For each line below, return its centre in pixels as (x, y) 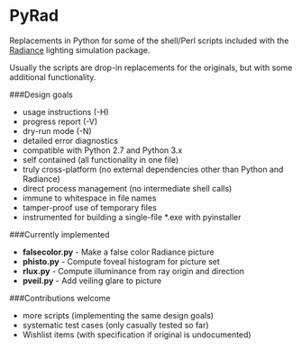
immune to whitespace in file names (89, 198)
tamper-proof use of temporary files (90, 207)
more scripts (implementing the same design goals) (118, 315)
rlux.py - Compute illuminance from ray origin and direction (133, 271)
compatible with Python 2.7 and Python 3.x (102, 150)
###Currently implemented (59, 234)
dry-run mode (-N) (57, 130)
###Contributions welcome (60, 298)
